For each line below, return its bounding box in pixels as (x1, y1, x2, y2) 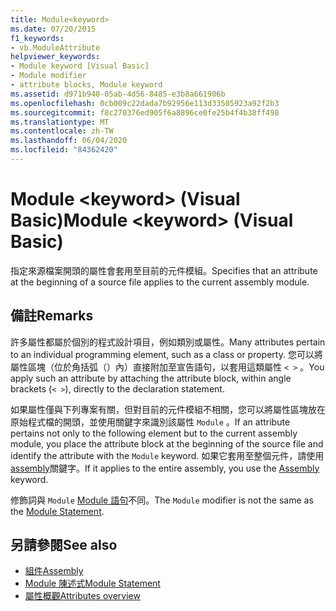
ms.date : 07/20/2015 (10, 24, 97, 34)
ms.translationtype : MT (10, 117, 110, 127)
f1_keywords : (10, 33, 65, 43)
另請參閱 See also (10, 537, 118, 554)
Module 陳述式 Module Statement (24, 577, 161, 590)
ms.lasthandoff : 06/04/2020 (10, 136, 128, 146)
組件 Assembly (24, 565, 84, 577)
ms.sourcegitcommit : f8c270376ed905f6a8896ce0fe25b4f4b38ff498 (10, 107, 280, 118)
